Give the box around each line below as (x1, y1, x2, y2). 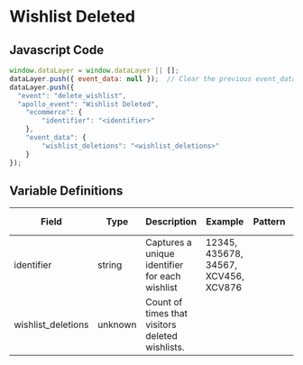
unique (145, 248, 175, 260)
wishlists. (145, 341, 185, 353)
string (97, 259, 123, 271)
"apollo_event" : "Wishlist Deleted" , (17, 99, 160, 109)
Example (206, 215, 244, 228)
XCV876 (205, 281, 243, 294)
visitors (145, 318, 177, 331)
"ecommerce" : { (25, 108, 83, 117)
